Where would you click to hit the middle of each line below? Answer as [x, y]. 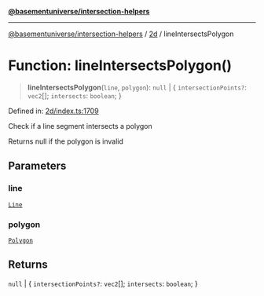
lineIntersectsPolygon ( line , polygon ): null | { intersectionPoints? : [137, 87]
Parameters [37, 166]
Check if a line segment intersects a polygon [81, 126]
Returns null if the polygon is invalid [66, 141]
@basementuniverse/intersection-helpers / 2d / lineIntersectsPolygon [121, 34]
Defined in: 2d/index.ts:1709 [54, 111]
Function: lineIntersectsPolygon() [120, 66]
